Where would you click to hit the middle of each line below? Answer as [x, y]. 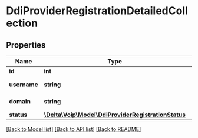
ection [22, 23]
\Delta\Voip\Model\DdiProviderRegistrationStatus [115, 115]
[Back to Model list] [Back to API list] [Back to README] [74, 129]
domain [20, 101]
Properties [26, 45]
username [24, 85]
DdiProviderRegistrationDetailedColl [97, 11]
